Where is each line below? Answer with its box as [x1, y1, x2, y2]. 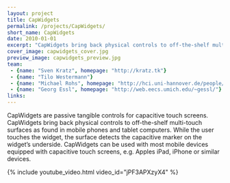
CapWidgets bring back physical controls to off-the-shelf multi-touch [7, 119, 203, 126]
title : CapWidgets [7, 16, 60, 23]
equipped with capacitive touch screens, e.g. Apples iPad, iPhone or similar [7, 147, 220, 156]
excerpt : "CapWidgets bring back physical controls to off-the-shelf [7, 42, 210, 48]
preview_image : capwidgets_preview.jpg [7, 55, 121, 61]
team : [7, 61, 23, 68]
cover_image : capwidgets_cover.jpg [7, 48, 109, 55]
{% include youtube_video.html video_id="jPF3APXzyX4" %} [7, 168, 179, 176]
